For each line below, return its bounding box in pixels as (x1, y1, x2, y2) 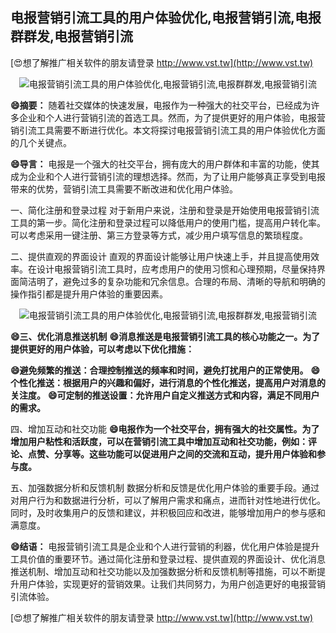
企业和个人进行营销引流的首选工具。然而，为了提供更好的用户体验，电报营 (18, 111, 326, 123)
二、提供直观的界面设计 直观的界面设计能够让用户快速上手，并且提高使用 (10, 250, 311, 262)
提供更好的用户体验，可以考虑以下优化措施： (10, 343, 195, 355)
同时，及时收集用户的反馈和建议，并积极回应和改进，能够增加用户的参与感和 (10, 506, 326, 518)
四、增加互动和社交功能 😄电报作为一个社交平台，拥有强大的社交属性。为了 (10, 423, 320, 435)
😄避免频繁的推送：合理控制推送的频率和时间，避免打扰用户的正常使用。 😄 (10, 364, 321, 376)
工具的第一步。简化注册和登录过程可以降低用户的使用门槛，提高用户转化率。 (10, 216, 326, 228)
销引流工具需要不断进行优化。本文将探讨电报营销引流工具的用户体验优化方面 (10, 124, 326, 136)
